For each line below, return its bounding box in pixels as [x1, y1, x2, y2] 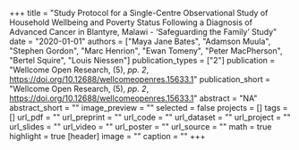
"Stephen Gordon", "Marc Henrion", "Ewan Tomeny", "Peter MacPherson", [9, 46, 283, 56]
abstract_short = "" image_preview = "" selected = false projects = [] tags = [9, 103, 288, 112]
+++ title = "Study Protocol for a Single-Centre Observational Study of [9, 8, 269, 18]
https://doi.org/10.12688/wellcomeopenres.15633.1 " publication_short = [9, 74, 271, 84]
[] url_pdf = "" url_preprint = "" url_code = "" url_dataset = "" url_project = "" [9, 112, 291, 122]
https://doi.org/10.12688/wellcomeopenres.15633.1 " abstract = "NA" [9, 93, 258, 104]
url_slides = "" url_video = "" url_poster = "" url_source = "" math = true [9, 121, 272, 132]
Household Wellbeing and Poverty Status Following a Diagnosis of [9, 17, 253, 28]
